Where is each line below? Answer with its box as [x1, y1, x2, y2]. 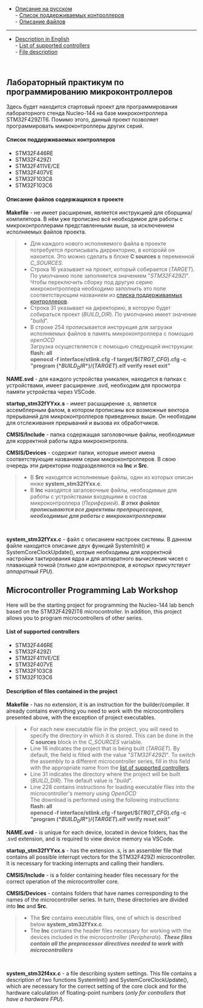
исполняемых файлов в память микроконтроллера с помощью [30, 330, 194, 338]
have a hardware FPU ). [6, 995, 65, 1003]
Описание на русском [14, 5, 72, 12]
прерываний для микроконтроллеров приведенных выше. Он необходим [6, 413, 196, 420]
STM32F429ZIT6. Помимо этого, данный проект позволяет [6, 116, 159, 123]
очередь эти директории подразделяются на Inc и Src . [6, 462, 149, 470]
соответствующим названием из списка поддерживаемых [30, 292, 183, 299]
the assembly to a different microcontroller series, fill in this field [30, 758, 190, 765]
